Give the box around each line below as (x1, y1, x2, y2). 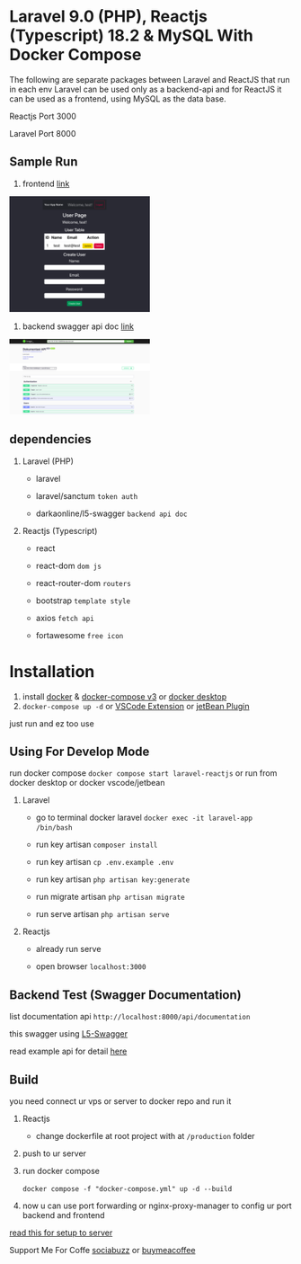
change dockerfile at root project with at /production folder (35, 1131, 255, 1142)
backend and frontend (22, 1210, 105, 1221)
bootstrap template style (35, 595, 131, 606)
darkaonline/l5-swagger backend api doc (35, 508, 188, 519)
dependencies (9, 432, 92, 447)
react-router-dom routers (35, 577, 132, 588)
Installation (9, 661, 95, 681)
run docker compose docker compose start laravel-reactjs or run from (9, 768, 278, 779)
